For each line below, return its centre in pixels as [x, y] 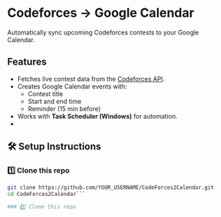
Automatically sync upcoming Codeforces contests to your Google [103, 32]
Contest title [45, 93]
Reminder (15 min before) [64, 108]
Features [27, 62]
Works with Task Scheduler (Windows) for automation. [97, 116]
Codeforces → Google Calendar [101, 13]
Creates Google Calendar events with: [72, 86]
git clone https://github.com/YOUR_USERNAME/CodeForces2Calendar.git [111, 188]
